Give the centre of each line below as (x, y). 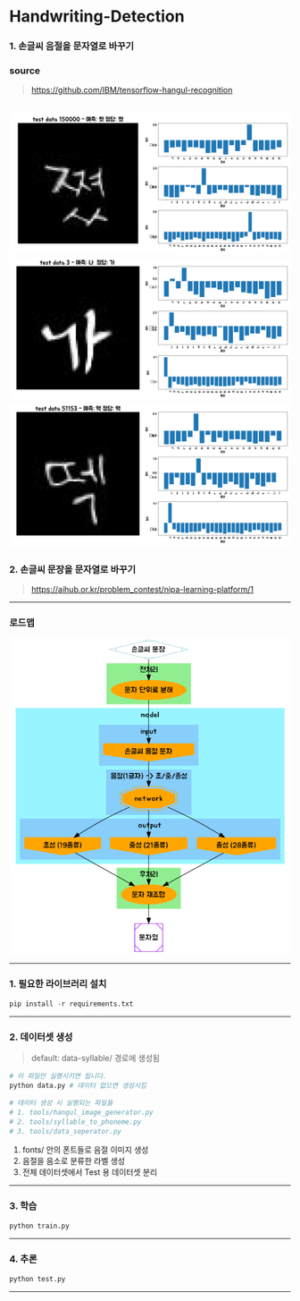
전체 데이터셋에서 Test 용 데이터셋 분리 (90, 1172)
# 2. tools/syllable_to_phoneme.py (75, 1122)
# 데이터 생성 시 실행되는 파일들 (61, 1103)
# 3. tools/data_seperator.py (66, 1131)
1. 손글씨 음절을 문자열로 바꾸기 (72, 47)
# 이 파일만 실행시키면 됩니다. (58, 1076)
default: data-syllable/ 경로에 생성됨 (96, 1059)
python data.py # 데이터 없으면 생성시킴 (78, 1086)
